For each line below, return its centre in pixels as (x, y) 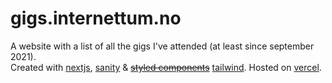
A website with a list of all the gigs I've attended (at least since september (162, 46)
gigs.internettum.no (96, 18)
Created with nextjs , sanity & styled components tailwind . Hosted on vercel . (166, 67)
